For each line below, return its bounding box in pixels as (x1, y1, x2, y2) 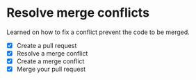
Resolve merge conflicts (6, 5, 150, 21)
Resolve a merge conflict (16, 49, 88, 57)
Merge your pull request (16, 65, 86, 74)
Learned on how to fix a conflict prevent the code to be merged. (6, 28, 190, 36)
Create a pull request (16, 41, 77, 49)
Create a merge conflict (16, 57, 85, 65)
